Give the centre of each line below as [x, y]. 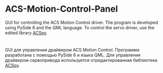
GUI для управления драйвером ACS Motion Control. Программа [72, 50]
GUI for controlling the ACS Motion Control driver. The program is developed [81, 22]
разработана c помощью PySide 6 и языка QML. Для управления [73, 55]
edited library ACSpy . [26, 33]
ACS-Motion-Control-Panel [62, 9]
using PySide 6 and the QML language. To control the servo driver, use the [80, 27]
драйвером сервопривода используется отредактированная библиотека [81, 60]
